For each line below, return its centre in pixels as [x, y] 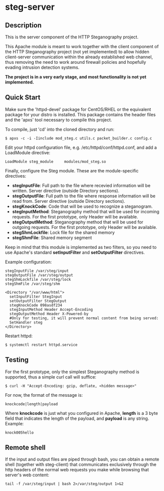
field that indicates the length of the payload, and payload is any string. [77, 418]
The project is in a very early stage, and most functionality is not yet [76, 77]
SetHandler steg [26, 322]
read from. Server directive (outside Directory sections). [69, 201]
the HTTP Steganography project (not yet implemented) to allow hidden [77, 52]
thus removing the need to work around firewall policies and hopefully [76, 62]
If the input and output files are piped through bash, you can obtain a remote [82, 459]
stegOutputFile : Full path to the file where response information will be [84, 196]
